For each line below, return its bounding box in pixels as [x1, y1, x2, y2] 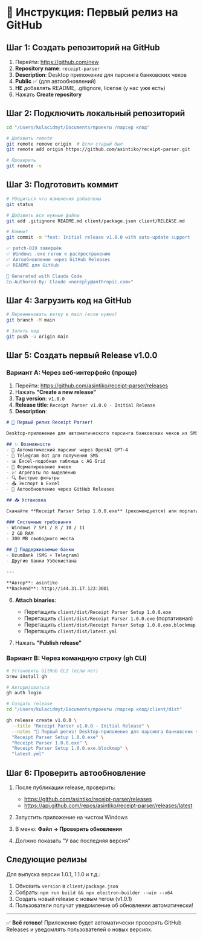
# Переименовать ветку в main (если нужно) [6, 311, 118, 318]
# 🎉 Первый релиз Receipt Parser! [6, 419, 94, 425]
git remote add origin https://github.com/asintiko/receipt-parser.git [6, 146, 190, 153]
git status [6, 201, 34, 207]
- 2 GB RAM [6, 530, 34, 537]
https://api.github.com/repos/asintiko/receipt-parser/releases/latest [24, 802, 193, 809]
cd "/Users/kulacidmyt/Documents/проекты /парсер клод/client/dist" [6, 706, 182, 712]
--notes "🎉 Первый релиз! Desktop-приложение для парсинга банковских [11, 728, 193, 735]
